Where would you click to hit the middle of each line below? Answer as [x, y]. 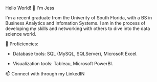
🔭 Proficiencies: [22, 44]
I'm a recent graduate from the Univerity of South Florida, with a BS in [79, 18]
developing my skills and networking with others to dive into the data [78, 29]
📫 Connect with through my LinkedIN [45, 74]
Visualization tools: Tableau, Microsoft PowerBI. [63, 63]
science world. [21, 34]
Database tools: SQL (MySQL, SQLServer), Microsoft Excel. [75, 54]
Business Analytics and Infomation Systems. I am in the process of [75, 23]
